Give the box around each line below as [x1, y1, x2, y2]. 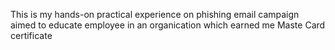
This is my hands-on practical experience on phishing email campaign [10, 9, 300, 20]
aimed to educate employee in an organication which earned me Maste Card [10, 19, 326, 31]
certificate [10, 30, 53, 41]
